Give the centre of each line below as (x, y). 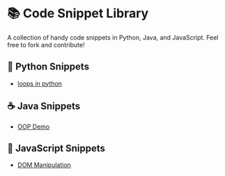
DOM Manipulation (44, 165)
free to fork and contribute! (46, 45)
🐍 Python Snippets (48, 67)
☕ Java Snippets (44, 106)
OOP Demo (33, 127)
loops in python (40, 83)
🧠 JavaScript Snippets (56, 148)
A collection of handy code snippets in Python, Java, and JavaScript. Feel (113, 37)
